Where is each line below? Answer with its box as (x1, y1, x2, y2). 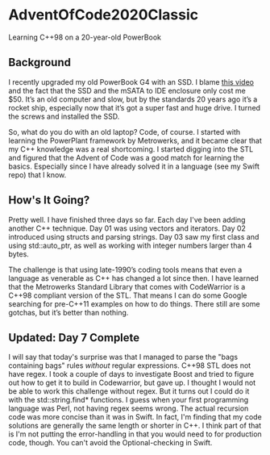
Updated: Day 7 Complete (8, 331, 140, 344)
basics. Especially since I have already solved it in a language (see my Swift (8, 161, 260, 171)
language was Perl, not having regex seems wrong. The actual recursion (8, 403, 249, 413)
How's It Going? (8, 194, 90, 207)
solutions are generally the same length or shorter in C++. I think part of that (8, 421, 262, 431)
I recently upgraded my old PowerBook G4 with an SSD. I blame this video (8, 77, 254, 86)
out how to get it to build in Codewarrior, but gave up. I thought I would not (8, 378, 256, 388)
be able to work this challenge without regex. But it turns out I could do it (8, 386, 250, 396)
